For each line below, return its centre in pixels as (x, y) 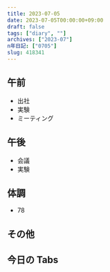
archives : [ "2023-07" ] (40, 40)
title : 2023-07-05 (34, 14)
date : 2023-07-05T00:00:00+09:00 (55, 20)
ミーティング (35, 118)
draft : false (26, 27)
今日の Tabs (33, 260)
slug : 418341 (26, 53)
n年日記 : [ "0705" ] (32, 46)
